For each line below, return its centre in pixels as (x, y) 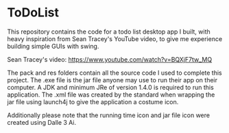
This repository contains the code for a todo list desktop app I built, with (109, 32)
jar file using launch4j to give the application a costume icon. (93, 101)
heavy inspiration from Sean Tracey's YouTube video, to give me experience (115, 38)
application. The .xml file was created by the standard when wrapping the (111, 95)
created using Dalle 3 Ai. (42, 122)
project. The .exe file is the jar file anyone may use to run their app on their (112, 80)
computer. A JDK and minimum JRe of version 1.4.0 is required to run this (110, 87)
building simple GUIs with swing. (53, 46)
